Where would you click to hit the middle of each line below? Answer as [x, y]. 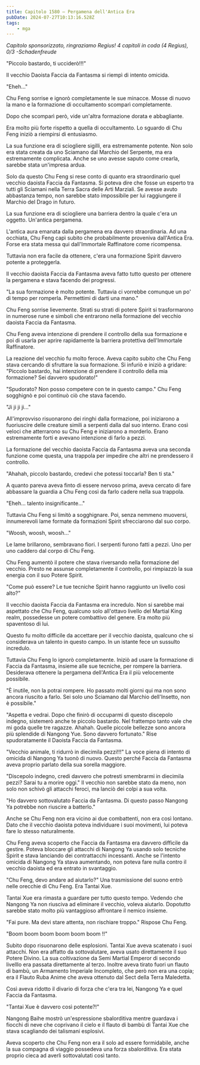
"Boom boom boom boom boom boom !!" [57, 934]
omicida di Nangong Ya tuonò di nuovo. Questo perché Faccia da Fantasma [99, 758]
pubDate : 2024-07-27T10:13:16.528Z [50, 17]
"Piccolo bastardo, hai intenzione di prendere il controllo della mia [87, 371]
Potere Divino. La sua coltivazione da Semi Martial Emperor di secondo [93, 958]
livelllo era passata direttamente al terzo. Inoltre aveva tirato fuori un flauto [98, 964]
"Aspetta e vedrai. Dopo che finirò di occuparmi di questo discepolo [90, 715]
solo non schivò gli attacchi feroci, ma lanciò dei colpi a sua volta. [87, 789]
